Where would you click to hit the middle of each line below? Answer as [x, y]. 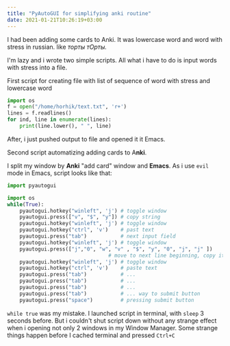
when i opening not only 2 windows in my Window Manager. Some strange [112, 327]
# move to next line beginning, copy [162, 255]
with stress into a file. [37, 67]
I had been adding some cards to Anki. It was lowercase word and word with [115, 39]
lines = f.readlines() [39, 113]
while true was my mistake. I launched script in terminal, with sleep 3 [105, 313]
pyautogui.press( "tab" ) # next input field [98, 236]
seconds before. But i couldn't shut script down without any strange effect [112, 321]
